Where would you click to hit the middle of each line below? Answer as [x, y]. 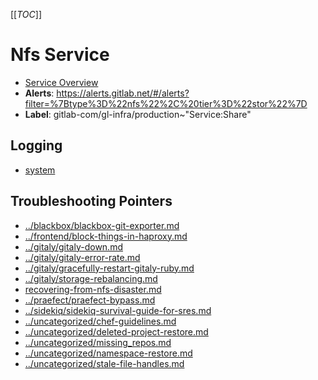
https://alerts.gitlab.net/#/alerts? [123, 93]
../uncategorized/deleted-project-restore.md [116, 331]
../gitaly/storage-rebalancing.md [91, 278]
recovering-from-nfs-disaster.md [93, 289]
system [40, 170]
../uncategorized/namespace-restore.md [108, 353]
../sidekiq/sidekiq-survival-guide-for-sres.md [118, 310]
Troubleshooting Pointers [91, 201]
